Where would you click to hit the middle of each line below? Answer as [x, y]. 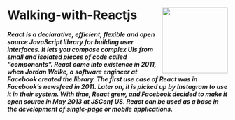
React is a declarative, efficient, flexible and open [81, 34]
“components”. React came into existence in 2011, [82, 64]
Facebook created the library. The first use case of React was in [102, 79]
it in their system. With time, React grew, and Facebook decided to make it [117, 94]
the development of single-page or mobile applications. [90, 109]
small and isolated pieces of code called [67, 57]
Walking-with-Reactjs [72, 15]
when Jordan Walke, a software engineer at [72, 72]
